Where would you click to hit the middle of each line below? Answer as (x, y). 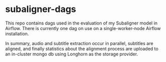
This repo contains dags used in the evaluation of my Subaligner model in (81, 23)
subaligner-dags (41, 9)
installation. (17, 33)
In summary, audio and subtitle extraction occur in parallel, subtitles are (79, 43)
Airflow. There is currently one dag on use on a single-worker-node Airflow (83, 28)
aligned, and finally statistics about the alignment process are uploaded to (82, 48)
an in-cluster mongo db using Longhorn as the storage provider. (72, 54)
